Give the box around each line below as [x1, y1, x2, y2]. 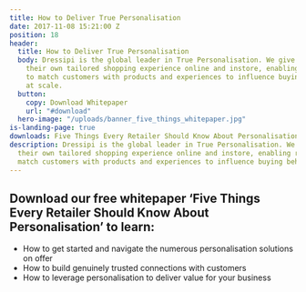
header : [9, 38, 39, 48]
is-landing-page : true [9, 124, 96, 133]
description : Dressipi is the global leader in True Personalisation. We [9, 140, 296, 149]
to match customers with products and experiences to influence [25, 73, 275, 82]
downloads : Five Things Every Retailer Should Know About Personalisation [9, 132, 300, 141]
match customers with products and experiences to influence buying [17, 156, 283, 166]
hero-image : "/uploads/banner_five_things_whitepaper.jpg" [17, 115, 247, 124]
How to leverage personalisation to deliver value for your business [22, 272, 271, 283]
